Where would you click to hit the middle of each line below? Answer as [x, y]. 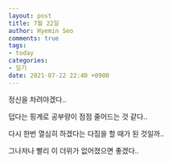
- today [21, 53]
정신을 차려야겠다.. [37, 99]
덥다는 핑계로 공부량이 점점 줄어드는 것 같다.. [78, 116]
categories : [28, 61]
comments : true [34, 38]
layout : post [30, 16]
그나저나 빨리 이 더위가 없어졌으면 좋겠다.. [74, 150]
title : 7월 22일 [34, 23]
